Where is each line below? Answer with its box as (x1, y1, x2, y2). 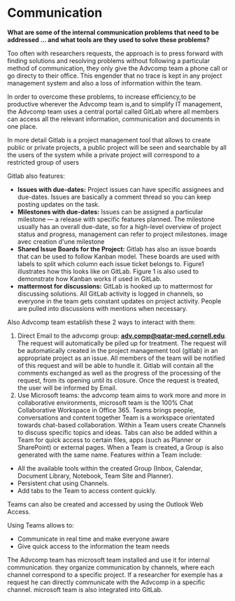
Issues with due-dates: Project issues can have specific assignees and (17, 185, 225, 193)
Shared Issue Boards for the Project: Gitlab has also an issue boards (17, 244, 217, 253)
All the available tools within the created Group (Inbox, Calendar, (17, 464, 203, 472)
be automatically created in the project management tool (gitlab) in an (17, 346, 218, 354)
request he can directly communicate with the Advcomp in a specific (7, 578, 206, 586)
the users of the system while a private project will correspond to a (7, 151, 200, 159)
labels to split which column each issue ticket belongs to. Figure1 (17, 259, 204, 268)
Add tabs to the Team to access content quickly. (17, 486, 157, 495)
